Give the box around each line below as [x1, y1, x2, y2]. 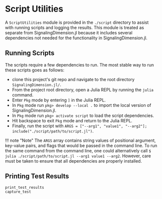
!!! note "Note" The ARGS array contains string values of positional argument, [5, 137, 156, 143]
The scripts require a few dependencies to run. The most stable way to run [5, 62, 154, 67]
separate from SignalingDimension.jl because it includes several [5, 30, 133, 35]
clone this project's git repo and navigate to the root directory [12, 76, 135, 82]
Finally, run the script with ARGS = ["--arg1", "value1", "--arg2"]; [12, 123, 147, 129]
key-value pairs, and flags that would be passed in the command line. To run [5, 142, 158, 149]
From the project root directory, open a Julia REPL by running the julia [12, 86, 154, 93]
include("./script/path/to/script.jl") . [12, 128, 94, 134]
